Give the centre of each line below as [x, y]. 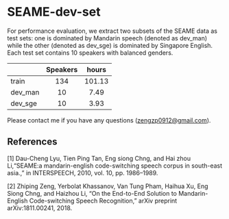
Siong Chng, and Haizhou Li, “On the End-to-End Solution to [92, 193]
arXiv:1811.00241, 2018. [40, 208]
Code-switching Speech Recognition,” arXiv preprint [103, 201]
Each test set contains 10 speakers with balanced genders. [90, 53]
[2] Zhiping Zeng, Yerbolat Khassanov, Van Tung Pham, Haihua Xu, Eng [108, 186]
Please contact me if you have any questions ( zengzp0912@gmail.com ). [109, 120]
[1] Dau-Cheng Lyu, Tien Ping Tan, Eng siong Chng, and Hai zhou [99, 158]
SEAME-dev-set [54, 12]
